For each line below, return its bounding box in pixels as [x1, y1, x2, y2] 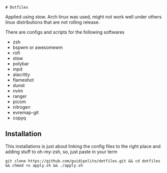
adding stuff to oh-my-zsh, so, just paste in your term [5, 149, 118, 155]
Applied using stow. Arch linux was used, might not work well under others [5, 14, 162, 20]
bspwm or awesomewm [12, 44, 63, 51]
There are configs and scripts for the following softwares [5, 29, 125, 35]
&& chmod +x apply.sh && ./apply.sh [5, 163, 83, 168]
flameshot [12, 77, 34, 83]
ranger [12, 93, 27, 99]
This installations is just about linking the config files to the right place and [5, 143, 161, 149]
